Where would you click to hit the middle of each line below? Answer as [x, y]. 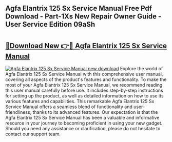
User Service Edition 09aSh [50, 24]
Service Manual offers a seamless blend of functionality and [69, 107]
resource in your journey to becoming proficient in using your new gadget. [84, 123]
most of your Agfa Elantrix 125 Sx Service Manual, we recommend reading [84, 85]
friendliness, [18, 112]
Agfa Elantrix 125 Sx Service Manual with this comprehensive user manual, [84, 74]
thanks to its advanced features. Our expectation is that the [95, 112]
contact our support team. [33, 134]
